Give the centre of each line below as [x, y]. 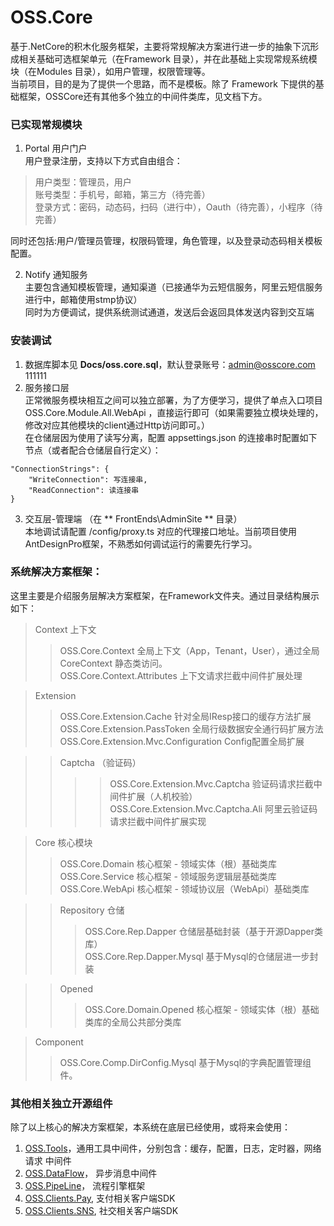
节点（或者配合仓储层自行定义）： [93, 450]
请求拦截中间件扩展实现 [158, 821]
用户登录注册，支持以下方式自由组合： [103, 161]
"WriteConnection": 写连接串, [88, 479]
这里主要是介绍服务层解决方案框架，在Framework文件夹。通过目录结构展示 [165, 595]
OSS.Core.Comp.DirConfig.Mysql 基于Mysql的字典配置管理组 [185, 1062]
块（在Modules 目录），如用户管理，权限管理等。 [110, 71]
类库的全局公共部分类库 [133, 1022]
